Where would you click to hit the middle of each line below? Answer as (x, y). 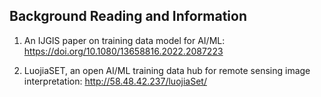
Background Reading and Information (128, 16)
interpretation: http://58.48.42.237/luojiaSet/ (115, 81)
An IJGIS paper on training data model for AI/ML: (124, 40)
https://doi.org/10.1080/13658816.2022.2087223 (123, 51)
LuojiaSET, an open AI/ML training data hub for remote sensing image (167, 70)
